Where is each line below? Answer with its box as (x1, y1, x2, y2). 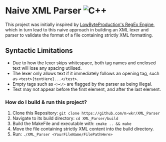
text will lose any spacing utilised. (12, 65, 82, 71)
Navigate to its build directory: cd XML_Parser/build (12, 115, 118, 122)
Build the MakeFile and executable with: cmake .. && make (12, 121, 131, 127)
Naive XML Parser (5, 5, 81, 16)
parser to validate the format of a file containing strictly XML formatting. (5, 32, 153, 38)
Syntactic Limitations (5, 46, 73, 55)
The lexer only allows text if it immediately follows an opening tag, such (12, 70, 160, 76)
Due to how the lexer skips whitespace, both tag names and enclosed (12, 60, 156, 66)
